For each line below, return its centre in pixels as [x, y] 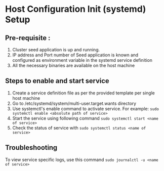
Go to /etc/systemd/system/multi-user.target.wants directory [74, 103]
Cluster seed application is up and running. [56, 50]
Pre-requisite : [28, 38]
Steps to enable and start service [57, 81]
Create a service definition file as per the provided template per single [83, 93]
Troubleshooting [31, 148]
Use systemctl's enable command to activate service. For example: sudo [85, 108]
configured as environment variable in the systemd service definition [82, 60]
